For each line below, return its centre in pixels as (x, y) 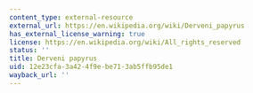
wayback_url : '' (39, 75)
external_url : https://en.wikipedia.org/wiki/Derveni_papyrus (127, 26)
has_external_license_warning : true (77, 34)
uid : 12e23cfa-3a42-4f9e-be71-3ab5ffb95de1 (91, 67)
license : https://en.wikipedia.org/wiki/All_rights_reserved (125, 42)
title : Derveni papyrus (53, 58)
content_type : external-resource (71, 17)
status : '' (29, 50)
